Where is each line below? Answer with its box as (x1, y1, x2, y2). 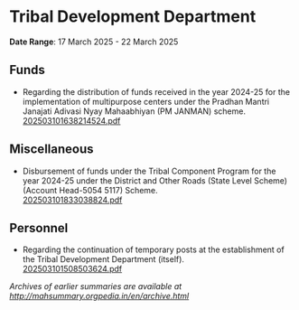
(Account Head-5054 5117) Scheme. (22, 184, 158, 195)
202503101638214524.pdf (22, 115, 121, 126)
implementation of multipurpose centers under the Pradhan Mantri (22, 96, 270, 107)
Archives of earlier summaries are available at (9, 281, 182, 292)
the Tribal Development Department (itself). (22, 254, 185, 265)
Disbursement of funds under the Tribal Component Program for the (22, 165, 276, 176)
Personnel (9, 220, 69, 236)
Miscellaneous (9, 142, 94, 157)
